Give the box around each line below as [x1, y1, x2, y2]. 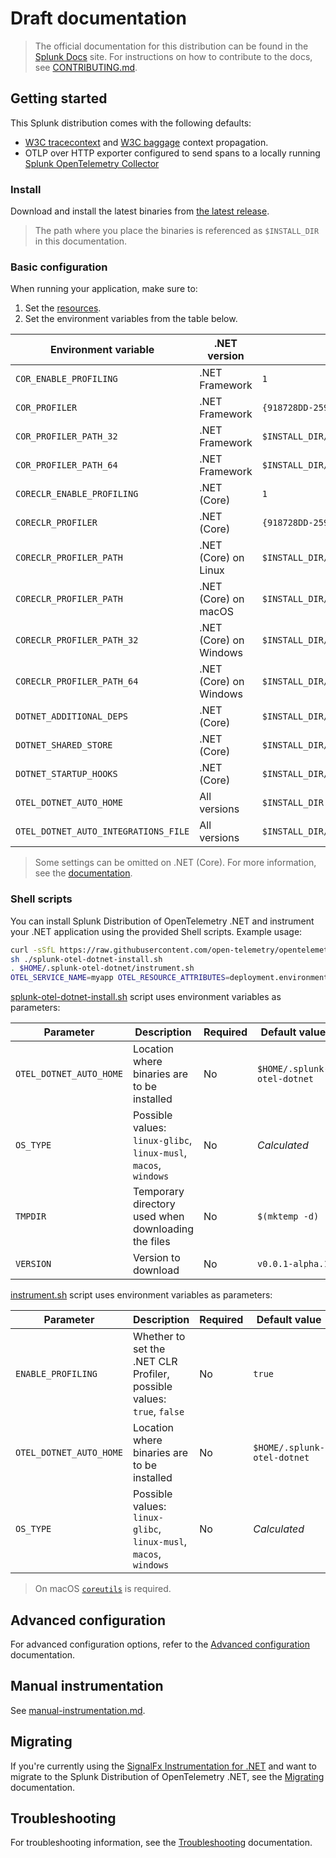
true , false [132, 1405, 185, 1419]
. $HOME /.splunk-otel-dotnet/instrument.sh [10, 963, 195, 974]
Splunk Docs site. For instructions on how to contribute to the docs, [34, 50, 313, 62]
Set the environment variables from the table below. [24, 313, 238, 325]
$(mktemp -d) [257, 1211, 320, 1222]
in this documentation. [34, 235, 128, 247]
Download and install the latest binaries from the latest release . [10, 205, 270, 217]
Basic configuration [10, 260, 108, 274]
